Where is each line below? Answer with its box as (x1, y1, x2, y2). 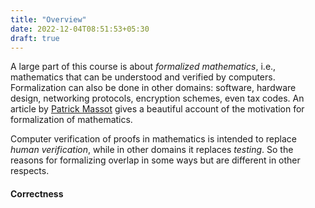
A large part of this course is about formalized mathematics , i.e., (10, 61, 277, 73)
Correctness (10, 187, 64, 200)
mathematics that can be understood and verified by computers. (10, 71, 276, 83)
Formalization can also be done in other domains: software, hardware (10, 82, 297, 94)
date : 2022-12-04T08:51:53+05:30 (10, 24, 150, 34)
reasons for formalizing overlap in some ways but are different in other (10, 154, 301, 166)
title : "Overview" (10, 14, 87, 25)
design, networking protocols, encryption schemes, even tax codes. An (10, 92, 305, 105)
